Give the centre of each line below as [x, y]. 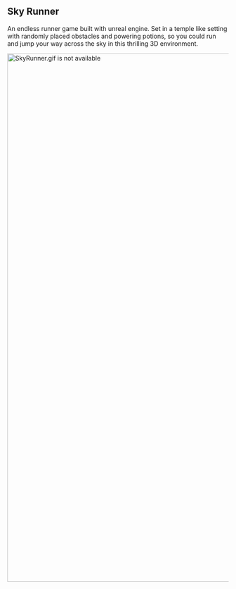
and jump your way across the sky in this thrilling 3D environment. [103, 43]
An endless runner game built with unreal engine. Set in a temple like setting [117, 28]
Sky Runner [33, 12]
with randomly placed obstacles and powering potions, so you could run [112, 36]
